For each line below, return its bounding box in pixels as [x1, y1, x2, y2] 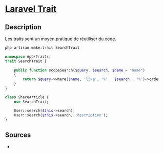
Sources [5, 131, 31, 139]
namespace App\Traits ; [5, 54, 51, 59]
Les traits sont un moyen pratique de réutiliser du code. [5, 36, 116, 42]
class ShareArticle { [5, 94, 49, 100]
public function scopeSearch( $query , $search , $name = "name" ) [14, 67, 145, 73]
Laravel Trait [5, 3, 57, 15]
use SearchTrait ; [14, 99, 49, 104]
